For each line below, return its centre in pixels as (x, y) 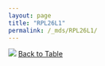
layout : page (30, 16)
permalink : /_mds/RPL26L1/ (53, 30)
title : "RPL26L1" (37, 23)
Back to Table (41, 54)
